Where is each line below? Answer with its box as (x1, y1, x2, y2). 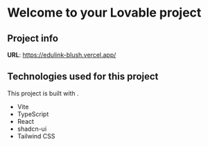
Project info (7, 33, 59, 44)
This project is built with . (7, 89, 79, 98)
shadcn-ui (17, 125, 47, 133)
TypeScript (17, 109, 49, 118)
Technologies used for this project (7, 71, 159, 82)
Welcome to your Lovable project (7, 5, 202, 21)
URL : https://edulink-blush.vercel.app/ (7, 51, 116, 59)
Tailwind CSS (17, 131, 55, 140)
